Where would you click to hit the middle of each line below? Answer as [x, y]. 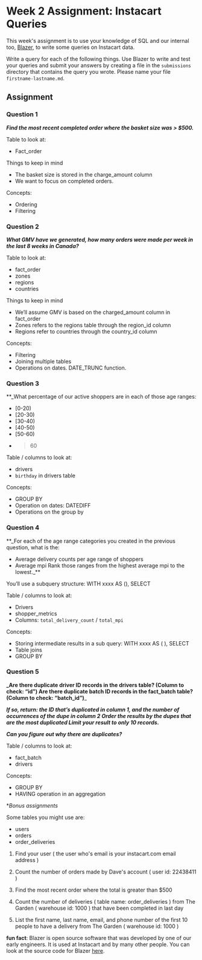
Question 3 [23, 384]
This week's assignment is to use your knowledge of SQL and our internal [98, 41]
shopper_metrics [36, 613]
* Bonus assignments [32, 805]
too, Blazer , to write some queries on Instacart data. [71, 47]
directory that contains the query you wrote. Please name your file [88, 71]
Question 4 [23, 527]
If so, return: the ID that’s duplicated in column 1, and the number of [93, 710]
